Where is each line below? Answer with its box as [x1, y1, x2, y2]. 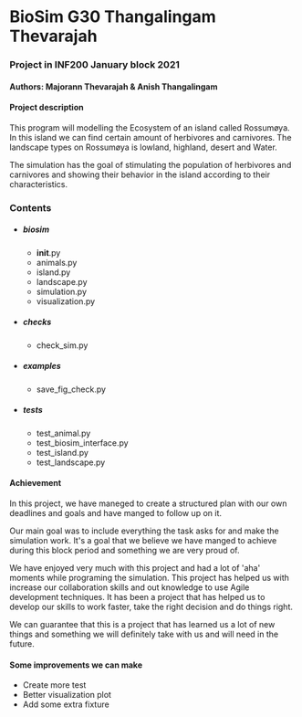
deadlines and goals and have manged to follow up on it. [9, 507, 222, 518]
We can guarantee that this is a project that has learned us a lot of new [9, 618, 276, 629]
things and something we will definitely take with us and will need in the [9, 628, 279, 639]
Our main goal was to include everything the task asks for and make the [9, 525, 280, 536]
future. [9, 638, 35, 649]
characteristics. [9, 178, 68, 189]
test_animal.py [36, 427, 91, 438]
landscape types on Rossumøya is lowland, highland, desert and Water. [9, 142, 278, 153]
